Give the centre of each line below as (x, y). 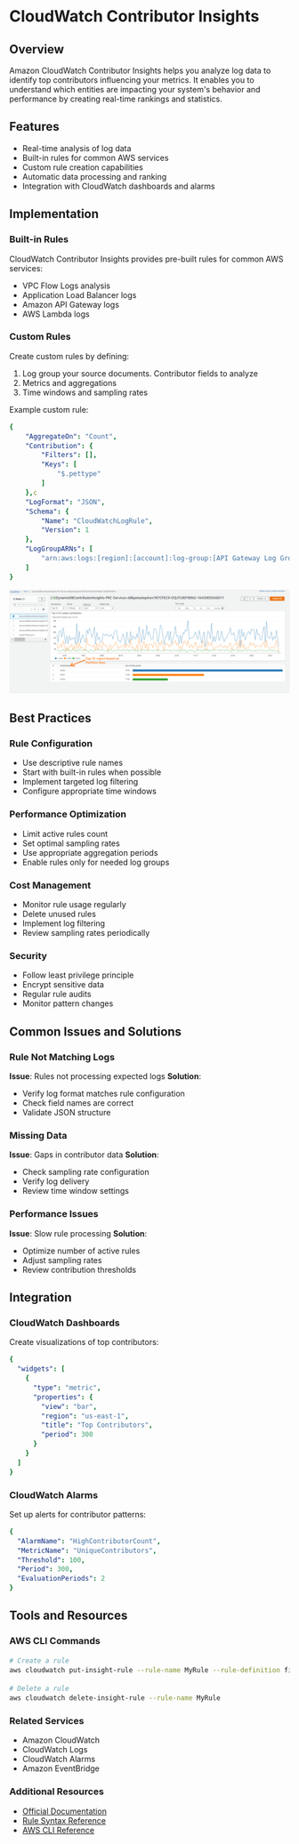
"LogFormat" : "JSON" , (65, 502)
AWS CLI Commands (55, 1641)
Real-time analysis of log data (77, 148)
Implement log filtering (63, 923)
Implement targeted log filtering (80, 782)
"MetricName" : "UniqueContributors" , (87, 1550)
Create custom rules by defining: (69, 356)
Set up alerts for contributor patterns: (78, 1514)
